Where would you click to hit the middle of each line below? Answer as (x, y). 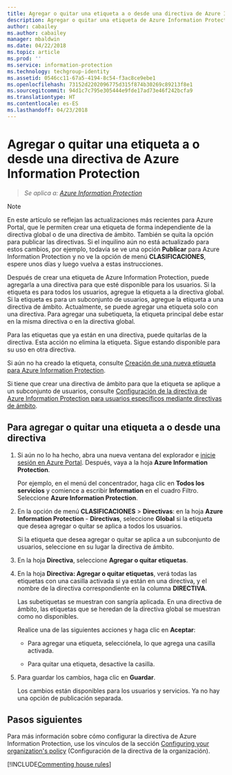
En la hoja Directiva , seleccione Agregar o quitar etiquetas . (103, 560)
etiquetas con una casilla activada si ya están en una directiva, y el (112, 581)
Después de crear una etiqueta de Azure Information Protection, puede (108, 277)
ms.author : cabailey (37, 33)
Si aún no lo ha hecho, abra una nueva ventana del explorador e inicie (116, 455)
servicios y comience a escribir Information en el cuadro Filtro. (108, 490)
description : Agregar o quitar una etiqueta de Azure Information (105, 20)
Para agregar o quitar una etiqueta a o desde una (114, 427)
